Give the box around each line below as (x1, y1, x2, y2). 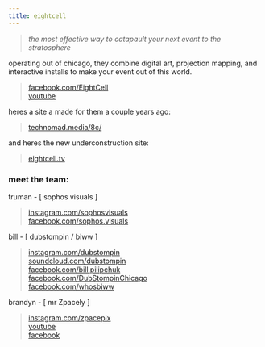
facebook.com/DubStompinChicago (27, 273, 147, 282)
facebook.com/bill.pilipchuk (27, 264, 121, 274)
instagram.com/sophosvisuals (27, 207, 129, 217)
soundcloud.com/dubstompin (27, 256, 126, 265)
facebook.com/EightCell (27, 82, 109, 92)
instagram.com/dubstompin (27, 247, 121, 257)
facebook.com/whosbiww (27, 282, 114, 291)
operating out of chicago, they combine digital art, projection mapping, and (8, 58, 258, 68)
